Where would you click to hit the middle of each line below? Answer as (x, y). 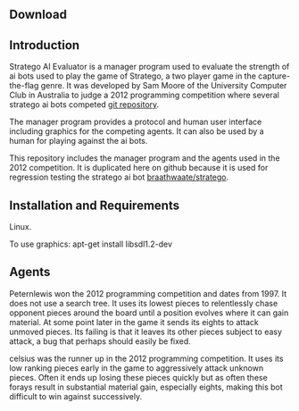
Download (38, 15)
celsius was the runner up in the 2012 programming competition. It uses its (146, 358)
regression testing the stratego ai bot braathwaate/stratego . (119, 177)
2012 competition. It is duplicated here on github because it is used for (139, 168)
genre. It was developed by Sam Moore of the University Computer (164, 86)
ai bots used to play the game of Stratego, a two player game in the (133, 76)
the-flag (24, 86)
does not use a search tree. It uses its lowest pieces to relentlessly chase (144, 303)
